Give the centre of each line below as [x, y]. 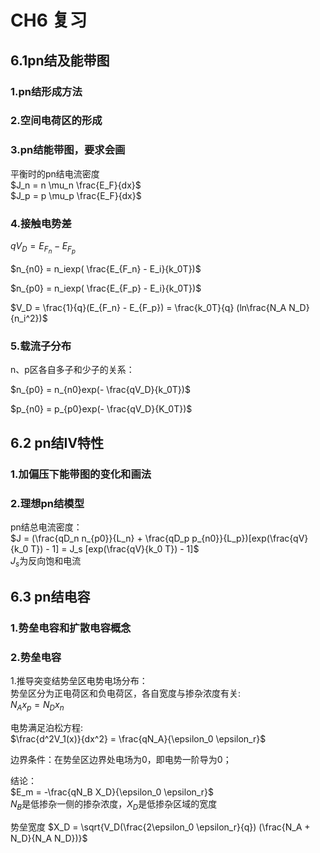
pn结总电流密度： [46, 527]
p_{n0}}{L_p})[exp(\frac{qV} [250, 538]
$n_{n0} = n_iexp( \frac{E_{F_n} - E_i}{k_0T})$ [106, 269]
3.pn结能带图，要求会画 [68, 150]
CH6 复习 [49, 20]
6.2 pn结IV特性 [57, 442]
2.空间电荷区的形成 [56, 121]
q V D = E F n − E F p [43, 248]
